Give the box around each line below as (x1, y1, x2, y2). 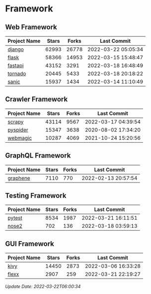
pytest (7, 214, 22, 221)
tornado (7, 70, 26, 77)
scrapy (7, 118, 24, 125)
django (7, 46, 24, 53)
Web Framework (5, 23, 57, 31)
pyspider (7, 126, 28, 133)
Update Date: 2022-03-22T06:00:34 (5, 284, 81, 290)
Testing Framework (5, 192, 67, 200)
